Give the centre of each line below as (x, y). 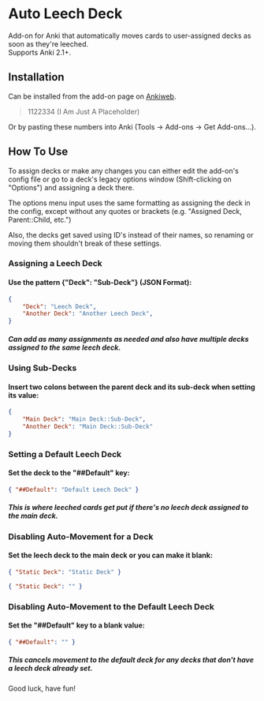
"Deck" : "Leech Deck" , (59, 306)
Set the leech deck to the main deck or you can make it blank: (110, 555)
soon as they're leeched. (48, 43)
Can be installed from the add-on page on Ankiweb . (92, 96)
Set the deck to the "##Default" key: (69, 473)
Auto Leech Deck (65, 14)
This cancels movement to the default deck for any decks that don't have (131, 660)
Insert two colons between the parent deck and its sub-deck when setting (132, 387)
